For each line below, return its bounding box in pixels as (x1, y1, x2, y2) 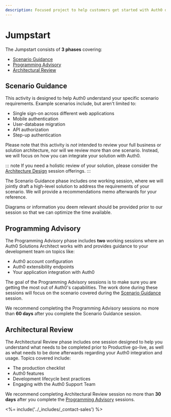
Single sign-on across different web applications (12, 110, 115, 117)
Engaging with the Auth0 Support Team (12, 381, 96, 387)
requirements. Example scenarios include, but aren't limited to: (5, 100, 136, 107)
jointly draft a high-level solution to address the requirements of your (5, 183, 150, 189)
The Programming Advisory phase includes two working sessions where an (5, 238, 164, 244)
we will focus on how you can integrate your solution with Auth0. (5, 153, 141, 159)
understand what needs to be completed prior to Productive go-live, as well (5, 344, 164, 350)
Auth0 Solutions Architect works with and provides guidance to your (5, 243, 149, 249)
